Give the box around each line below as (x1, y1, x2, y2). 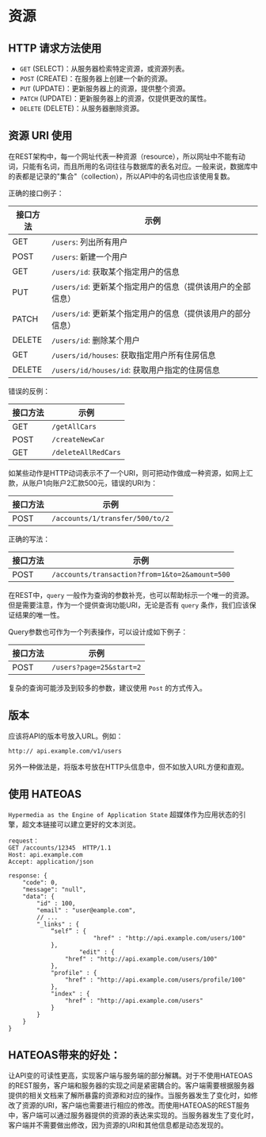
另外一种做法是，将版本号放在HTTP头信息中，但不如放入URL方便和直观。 (8, 761, 249, 771)
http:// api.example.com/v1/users (8, 747, 123, 755)
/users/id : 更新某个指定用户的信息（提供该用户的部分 (51, 307, 251, 318)
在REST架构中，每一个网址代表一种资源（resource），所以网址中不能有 (8, 152, 239, 161)
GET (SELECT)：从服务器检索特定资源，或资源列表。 (19, 64, 189, 73)
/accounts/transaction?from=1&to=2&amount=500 (51, 569, 231, 579)
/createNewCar (51, 434, 105, 444)
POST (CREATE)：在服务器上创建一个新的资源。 (19, 74, 173, 83)
